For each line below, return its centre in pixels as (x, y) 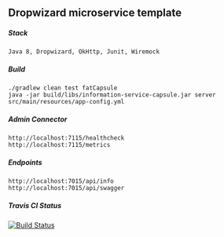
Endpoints (25, 162)
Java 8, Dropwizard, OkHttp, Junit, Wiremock (84, 52)
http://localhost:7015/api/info (61, 181)
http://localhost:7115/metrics (59, 145)
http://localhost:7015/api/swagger (66, 188)
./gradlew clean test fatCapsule (63, 88)
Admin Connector (38, 119)
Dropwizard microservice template (95, 13)
